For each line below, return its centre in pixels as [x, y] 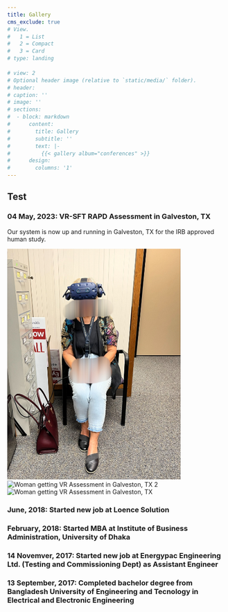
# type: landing [30, 59]
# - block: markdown [38, 117]
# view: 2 [21, 73]
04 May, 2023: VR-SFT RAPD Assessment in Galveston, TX [109, 217]
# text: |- [34, 146]
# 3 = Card [26, 51]
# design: [29, 161]
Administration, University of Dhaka [69, 537]
